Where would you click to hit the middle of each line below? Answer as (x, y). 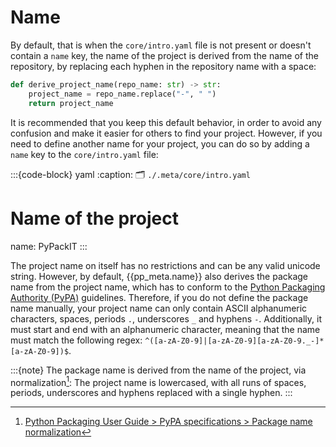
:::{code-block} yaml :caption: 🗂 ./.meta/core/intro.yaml (130, 174)
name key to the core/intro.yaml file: (84, 154)
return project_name (71, 103)
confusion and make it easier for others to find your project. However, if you (166, 133)
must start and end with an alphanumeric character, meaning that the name (165, 329)
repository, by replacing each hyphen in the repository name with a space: (163, 66)
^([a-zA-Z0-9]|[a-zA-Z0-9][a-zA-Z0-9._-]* (234, 341)
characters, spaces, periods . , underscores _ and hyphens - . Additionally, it (166, 318)
